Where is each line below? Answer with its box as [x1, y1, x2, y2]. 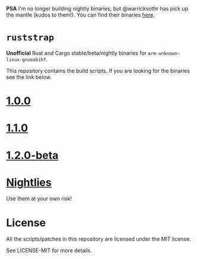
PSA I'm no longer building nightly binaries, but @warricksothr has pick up [6, 5, 189, 12]
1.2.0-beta [6, 148, 59, 162]
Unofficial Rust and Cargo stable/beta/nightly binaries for [6, 49, 147, 56]
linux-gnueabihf [6, 56, 46, 63]
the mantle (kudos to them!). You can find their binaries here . [6, 11, 155, 18]
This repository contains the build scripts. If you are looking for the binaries [6, 67, 190, 74]
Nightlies [6, 175, 52, 189]
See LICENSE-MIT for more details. [6, 247, 92, 254]
